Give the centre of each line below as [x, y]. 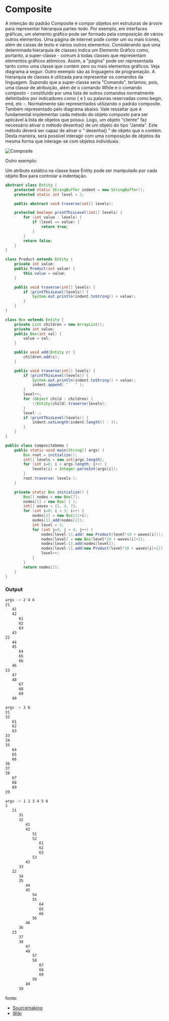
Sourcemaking [27, 1008]
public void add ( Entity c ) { [45, 352]
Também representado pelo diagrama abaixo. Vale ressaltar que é [73, 109]
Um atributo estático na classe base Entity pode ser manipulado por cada [81, 171]
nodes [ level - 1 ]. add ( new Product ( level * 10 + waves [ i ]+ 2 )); [103, 548]
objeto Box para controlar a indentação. [46, 176]
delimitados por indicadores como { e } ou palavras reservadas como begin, [84, 98]
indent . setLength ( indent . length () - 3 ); [75, 422]
